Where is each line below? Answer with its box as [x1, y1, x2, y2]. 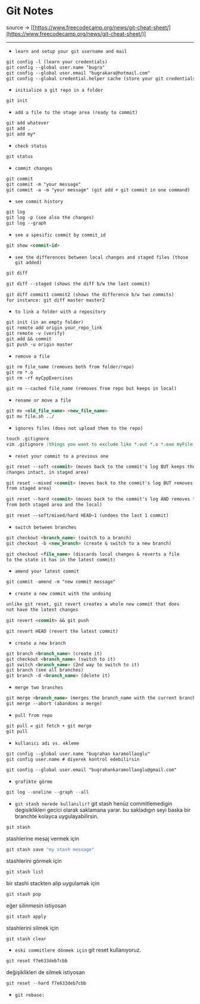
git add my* [6, 131, 36, 138]
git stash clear [6, 935, 46, 942]
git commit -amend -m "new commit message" [6, 579, 116, 585]
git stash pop [6, 891, 42, 897]
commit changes [14, 165, 53, 171]
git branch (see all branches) [6, 667, 84, 673]
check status [14, 143, 48, 149]
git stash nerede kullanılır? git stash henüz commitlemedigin [14, 800, 173, 807]
